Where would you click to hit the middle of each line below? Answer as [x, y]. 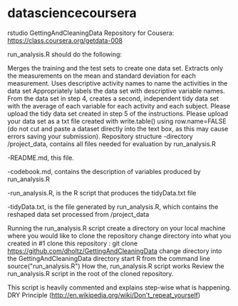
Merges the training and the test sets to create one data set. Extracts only [115, 68]
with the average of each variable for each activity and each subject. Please [119, 106]
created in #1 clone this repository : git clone [72, 243]
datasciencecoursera [72, 13]
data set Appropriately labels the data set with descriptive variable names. [117, 91]
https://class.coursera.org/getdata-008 [65, 40]
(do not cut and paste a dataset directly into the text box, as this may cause [118, 128]
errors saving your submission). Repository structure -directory [100, 136]
